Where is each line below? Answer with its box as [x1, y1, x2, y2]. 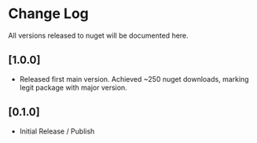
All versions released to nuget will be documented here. [8, 31, 189, 40]
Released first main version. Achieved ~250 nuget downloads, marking [19, 74, 249, 83]
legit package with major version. [19, 82, 127, 92]
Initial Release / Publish [19, 126, 95, 136]
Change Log [8, 5, 89, 23]
